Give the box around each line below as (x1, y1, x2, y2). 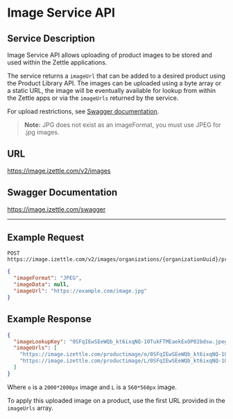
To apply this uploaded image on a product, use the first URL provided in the (7, 396, 225, 404)
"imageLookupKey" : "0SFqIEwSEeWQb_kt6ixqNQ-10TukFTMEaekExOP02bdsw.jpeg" (13, 338, 231, 345)
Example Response (7, 314, 92, 325)
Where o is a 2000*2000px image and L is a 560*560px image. (7, 383, 177, 391)
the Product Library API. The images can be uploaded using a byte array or (7, 79, 222, 87)
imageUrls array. (7, 404, 53, 412)
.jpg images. (24, 128, 60, 136)
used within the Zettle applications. (7, 58, 107, 67)
